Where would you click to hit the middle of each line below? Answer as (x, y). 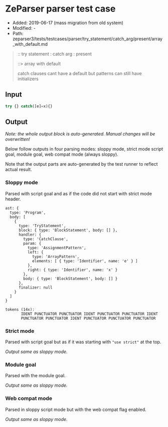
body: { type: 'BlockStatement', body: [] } (70, 278)
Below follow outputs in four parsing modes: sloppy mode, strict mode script (84, 149)
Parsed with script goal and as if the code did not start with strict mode (78, 193)
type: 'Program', (28, 212)
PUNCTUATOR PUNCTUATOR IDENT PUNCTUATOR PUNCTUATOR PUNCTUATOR (88, 318)
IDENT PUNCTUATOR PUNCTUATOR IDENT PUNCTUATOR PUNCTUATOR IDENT (89, 314)
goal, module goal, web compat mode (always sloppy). (62, 155)
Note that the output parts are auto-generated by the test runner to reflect (81, 164)
